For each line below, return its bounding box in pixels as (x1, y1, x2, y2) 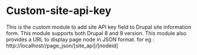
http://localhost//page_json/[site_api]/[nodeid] (6, 42, 119, 49)
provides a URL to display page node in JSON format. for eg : (6, 36, 155, 43)
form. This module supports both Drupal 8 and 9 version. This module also (6, 29, 187, 36)
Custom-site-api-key (6, 4, 112, 18)
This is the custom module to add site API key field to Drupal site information (6, 23, 192, 30)
